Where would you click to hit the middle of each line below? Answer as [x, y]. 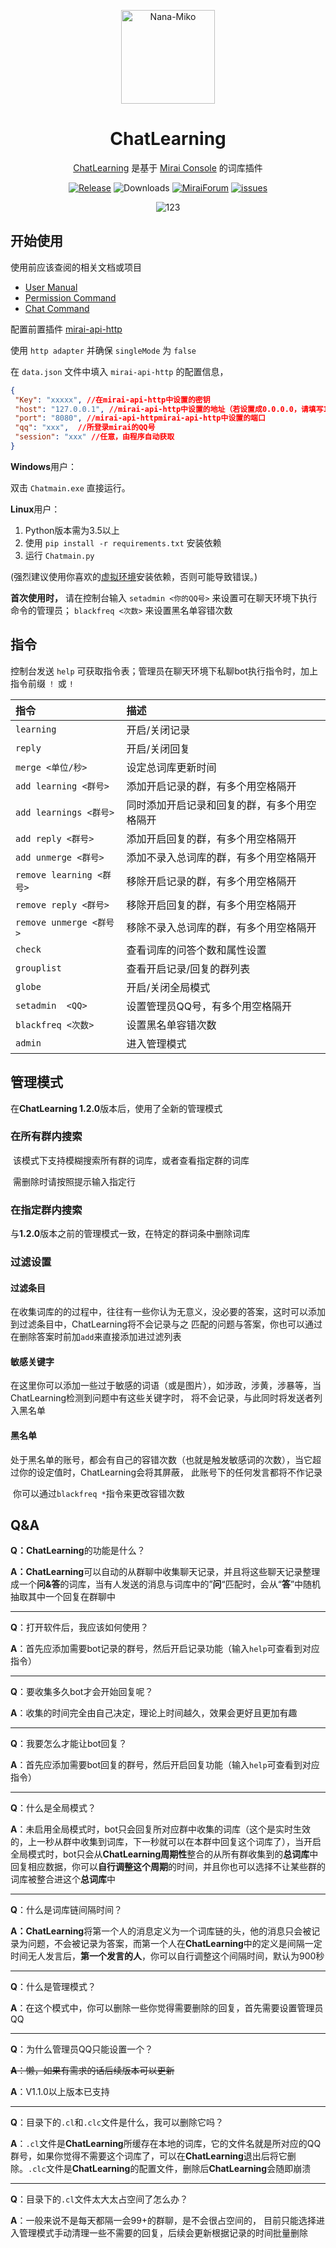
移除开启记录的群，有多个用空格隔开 [211, 881]
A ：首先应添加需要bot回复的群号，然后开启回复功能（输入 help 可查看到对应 [165, 1765]
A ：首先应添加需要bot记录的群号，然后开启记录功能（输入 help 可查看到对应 [165, 1649]
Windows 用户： [43, 466]
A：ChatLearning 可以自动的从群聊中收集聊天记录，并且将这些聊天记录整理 [165, 1572]
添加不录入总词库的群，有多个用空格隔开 [221, 857]
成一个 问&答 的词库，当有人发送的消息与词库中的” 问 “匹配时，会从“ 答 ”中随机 [166, 1584]
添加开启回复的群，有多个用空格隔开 [211, 838]
